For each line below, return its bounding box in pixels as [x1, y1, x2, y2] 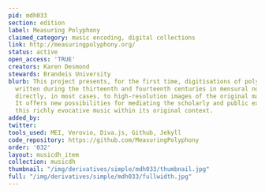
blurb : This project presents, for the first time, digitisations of [8, 77, 242, 85]
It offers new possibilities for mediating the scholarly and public [15, 99, 248, 107]
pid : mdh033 [8, 11, 47, 20]
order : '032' [8, 143, 51, 151]
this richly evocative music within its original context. [15, 107, 214, 115]
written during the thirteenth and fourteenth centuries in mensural [15, 84, 248, 93]
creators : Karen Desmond [8, 63, 90, 71]
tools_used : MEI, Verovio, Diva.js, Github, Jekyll [8, 128, 181, 136]
